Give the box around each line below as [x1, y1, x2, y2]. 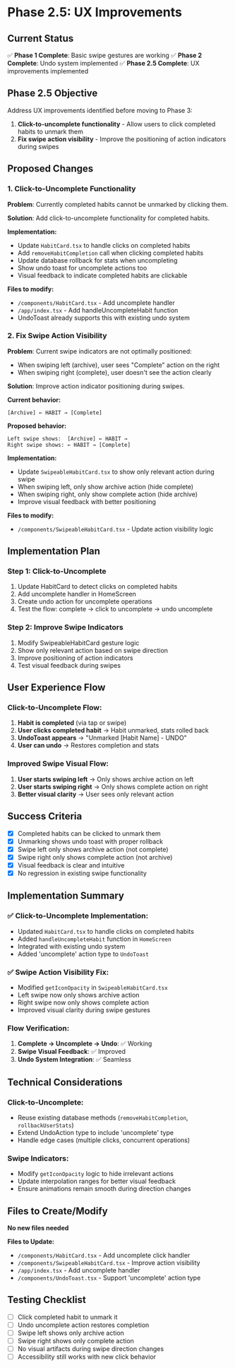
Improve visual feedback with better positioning [17, 497, 157, 505]
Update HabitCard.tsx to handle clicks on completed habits [17, 241, 191, 249]
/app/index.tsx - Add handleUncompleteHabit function [17, 306, 179, 314]
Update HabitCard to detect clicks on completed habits [17, 582, 178, 591]
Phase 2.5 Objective [7, 88, 98, 100]
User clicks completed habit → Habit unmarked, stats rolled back [17, 726, 210, 735]
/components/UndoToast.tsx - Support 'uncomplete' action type [17, 1273, 201, 1282]
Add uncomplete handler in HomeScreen [17, 590, 136, 599]
